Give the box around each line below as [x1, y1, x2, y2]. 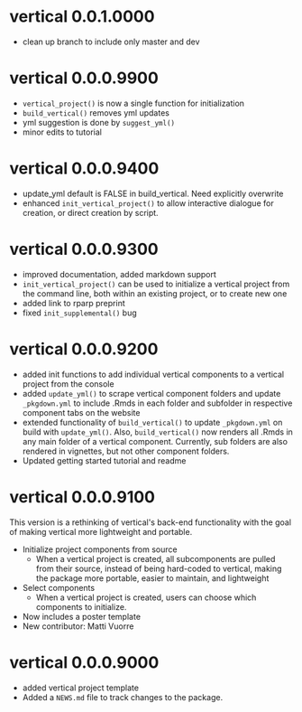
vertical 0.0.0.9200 [9, 339, 159, 359]
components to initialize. [35, 601, 127, 612]
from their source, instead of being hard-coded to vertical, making [35, 563, 282, 574]
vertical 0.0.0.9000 [9, 652, 160, 672]
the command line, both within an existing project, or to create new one [22, 287, 288, 299]
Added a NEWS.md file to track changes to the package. [22, 691, 224, 702]
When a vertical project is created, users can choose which [35, 592, 257, 603]
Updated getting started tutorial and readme [22, 454, 187, 466]
